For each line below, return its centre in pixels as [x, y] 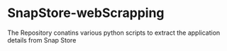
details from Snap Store [42, 40]
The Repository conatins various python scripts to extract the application [114, 33]
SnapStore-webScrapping [86, 13]
